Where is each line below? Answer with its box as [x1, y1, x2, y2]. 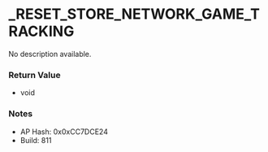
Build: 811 [19, 135, 52, 145]
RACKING [8, 22, 75, 41]
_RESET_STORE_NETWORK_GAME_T [8, 5, 260, 24]
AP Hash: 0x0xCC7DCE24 [19, 127, 108, 137]
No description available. [8, 49, 92, 59]
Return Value [8, 69, 61, 80]
